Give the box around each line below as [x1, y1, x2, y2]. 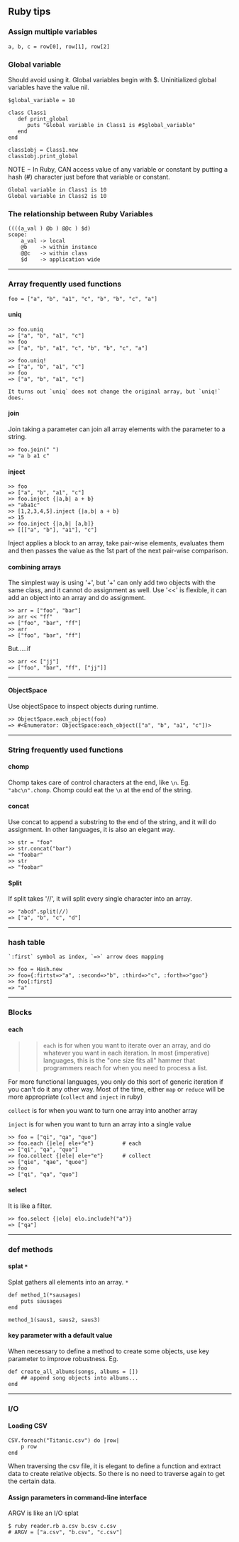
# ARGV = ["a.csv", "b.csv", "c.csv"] [8, 1529, 123, 1536]
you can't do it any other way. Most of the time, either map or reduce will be [8, 1085, 226, 1093]
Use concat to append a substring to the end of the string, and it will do [8, 817, 217, 826]
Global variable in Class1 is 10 [8, 186, 107, 194]
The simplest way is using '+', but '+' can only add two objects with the [8, 578, 216, 587]
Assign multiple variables [8, 27, 98, 37]
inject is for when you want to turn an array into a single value [8, 1120, 191, 1128]
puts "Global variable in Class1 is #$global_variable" [26, 121, 196, 128]
